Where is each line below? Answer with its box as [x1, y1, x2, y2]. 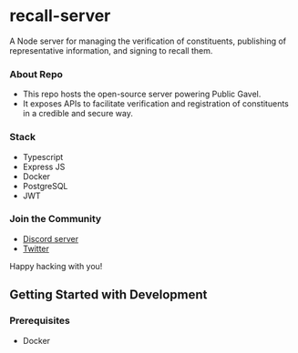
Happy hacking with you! [9, 260, 103, 271]
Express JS [22, 161, 66, 172]
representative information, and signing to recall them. [9, 45, 213, 55]
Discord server [22, 233, 79, 244]
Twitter [22, 243, 50, 254]
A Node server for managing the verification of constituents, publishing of [9, 35, 287, 46]
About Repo [9, 67, 64, 80]
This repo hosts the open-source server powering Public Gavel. [22, 88, 262, 100]
